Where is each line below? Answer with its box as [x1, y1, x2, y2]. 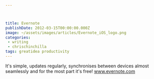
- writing [7, 39, 29, 45]
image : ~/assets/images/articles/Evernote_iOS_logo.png [5, 30, 126, 35]
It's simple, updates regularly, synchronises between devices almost [5, 63, 149, 69]
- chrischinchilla [7, 44, 47, 50]
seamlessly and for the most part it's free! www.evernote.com [5, 68, 135, 74]
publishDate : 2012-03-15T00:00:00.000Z [5, 25, 90, 30]
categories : [5, 35, 31, 40]
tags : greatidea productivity [5, 49, 70, 54]
